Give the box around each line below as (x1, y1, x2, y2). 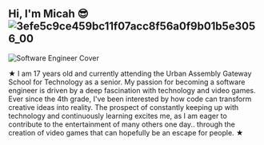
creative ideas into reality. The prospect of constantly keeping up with (8, 102, 239, 112)
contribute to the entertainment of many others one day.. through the (8, 120, 236, 129)
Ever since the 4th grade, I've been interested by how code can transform (8, 94, 252, 104)
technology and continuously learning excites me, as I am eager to (8, 111, 228, 120)
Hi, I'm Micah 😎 (8, 7, 89, 21)
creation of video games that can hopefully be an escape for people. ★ (8, 127, 244, 137)
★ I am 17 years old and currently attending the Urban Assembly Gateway (8, 69, 252, 78)
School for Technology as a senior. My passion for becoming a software (8, 76, 246, 87)
